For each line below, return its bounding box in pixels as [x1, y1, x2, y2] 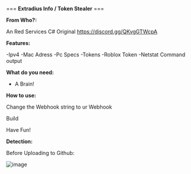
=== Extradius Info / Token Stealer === [6, 5, 104, 12]
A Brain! [14, 80, 34, 87]
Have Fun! [6, 126, 31, 133]
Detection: [6, 138, 33, 145]
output [6, 58, 23, 64]
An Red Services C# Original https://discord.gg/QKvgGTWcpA [6, 28, 158, 35]
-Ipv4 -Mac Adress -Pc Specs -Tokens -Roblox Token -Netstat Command [6, 51, 186, 58]
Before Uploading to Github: [6, 150, 75, 156]
